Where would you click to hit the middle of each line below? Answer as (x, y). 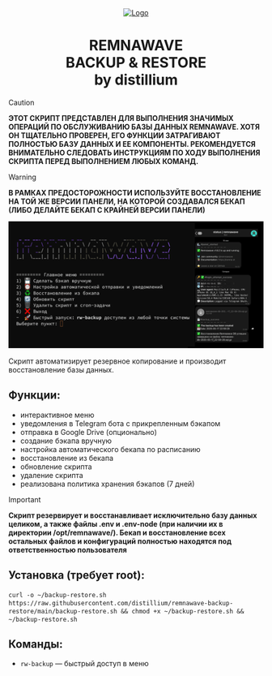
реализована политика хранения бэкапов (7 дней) (107, 484)
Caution (21, 102)
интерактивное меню (57, 415)
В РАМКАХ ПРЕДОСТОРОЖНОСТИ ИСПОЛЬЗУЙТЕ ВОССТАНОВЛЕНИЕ (135, 192)
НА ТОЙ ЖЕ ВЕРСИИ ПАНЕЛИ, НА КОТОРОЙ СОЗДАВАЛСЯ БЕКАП (127, 201)
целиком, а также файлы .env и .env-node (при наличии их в (116, 523)
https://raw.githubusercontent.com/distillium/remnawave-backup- (121, 603)
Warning (22, 177)
